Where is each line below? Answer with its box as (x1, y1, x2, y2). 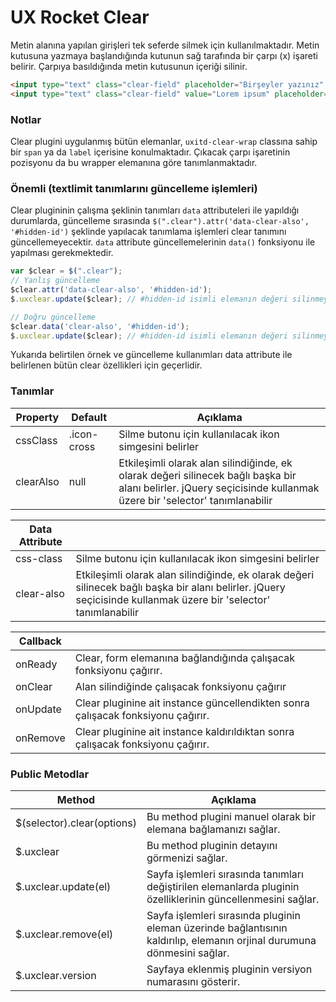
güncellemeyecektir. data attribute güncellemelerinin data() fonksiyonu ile (10, 236, 316, 248)
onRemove (15, 731, 66, 745)
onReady (15, 657, 58, 671)
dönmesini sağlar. (146, 946, 230, 960)
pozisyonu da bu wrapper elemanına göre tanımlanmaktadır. (10, 156, 258, 168)
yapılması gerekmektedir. (10, 247, 114, 259)
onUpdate (15, 702, 62, 716)
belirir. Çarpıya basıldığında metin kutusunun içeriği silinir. (10, 60, 248, 72)
